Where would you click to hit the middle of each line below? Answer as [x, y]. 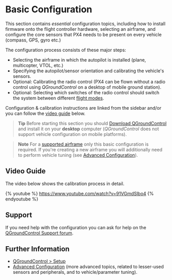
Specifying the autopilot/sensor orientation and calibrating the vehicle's [88, 71]
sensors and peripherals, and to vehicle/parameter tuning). [75, 272]
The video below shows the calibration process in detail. [65, 184]
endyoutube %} [22, 199]
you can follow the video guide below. [45, 113]
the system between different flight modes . [58, 98]
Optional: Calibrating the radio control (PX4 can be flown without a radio [89, 82]
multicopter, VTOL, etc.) [38, 65]
